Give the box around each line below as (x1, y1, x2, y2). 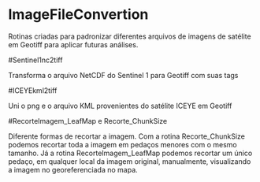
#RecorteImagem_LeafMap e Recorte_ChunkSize (8, 116, 168, 125)
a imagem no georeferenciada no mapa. (8, 165, 138, 174)
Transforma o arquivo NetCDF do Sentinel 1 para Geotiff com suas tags (8, 70, 239, 80)
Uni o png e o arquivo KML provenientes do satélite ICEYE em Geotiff (8, 101, 232, 110)
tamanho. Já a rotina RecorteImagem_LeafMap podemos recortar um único (8, 148, 253, 158)
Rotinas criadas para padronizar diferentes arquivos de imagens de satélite (8, 32, 251, 41)
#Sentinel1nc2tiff (8, 55, 63, 65)
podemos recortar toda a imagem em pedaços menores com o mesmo (8, 139, 238, 149)
